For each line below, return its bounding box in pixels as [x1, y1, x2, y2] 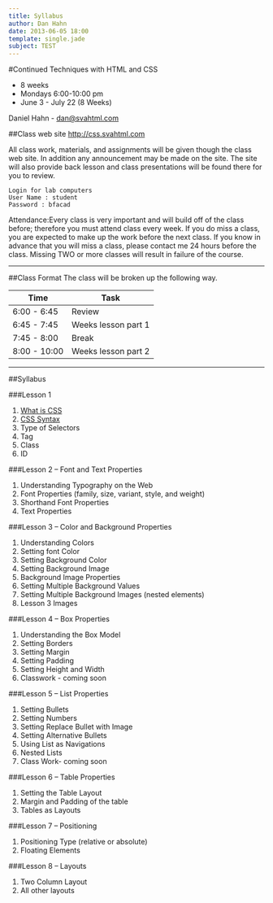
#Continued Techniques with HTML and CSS [8, 64, 158, 74]
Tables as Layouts [19, 805, 81, 815]
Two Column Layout [19, 877, 88, 887]
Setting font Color [19, 547, 80, 556]
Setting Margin [19, 648, 71, 657]
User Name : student [8, 194, 79, 202]
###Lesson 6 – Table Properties [8, 772, 115, 782]
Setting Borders [19, 639, 73, 648]
